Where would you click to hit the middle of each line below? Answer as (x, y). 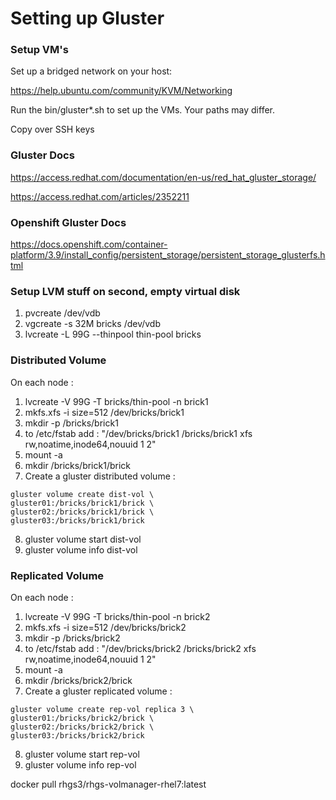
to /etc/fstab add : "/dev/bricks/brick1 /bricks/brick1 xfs (138, 433)
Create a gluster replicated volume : (98, 691)
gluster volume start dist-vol (83, 539)
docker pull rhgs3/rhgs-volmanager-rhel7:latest (108, 784)
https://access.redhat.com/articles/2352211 (100, 196)
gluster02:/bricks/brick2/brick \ (82, 727)
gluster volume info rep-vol (80, 764)
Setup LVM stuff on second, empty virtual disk (125, 291)
